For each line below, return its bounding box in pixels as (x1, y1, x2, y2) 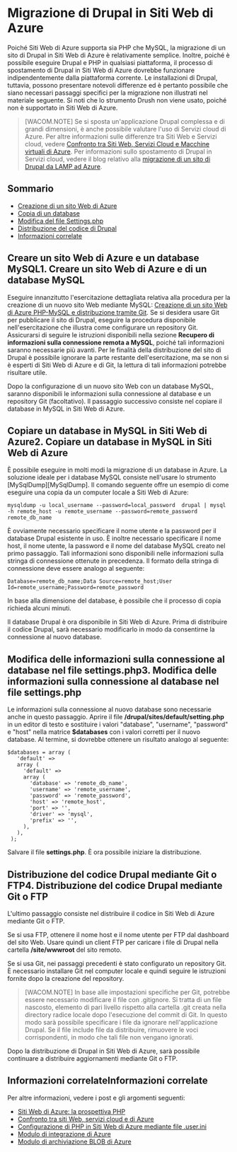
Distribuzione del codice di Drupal (17, 224, 117, 233)
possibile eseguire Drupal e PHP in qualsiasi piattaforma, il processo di (7, 58, 214, 66)
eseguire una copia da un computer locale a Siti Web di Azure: (7, 488, 189, 496)
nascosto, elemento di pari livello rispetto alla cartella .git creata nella (24, 1003, 226, 1011)
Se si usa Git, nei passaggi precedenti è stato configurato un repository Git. (7, 960, 226, 967)
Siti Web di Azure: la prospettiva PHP (17, 1107, 126, 1115)
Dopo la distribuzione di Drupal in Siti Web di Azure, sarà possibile (7, 1047, 200, 1055)
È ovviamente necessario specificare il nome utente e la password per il (7, 527, 217, 535)
